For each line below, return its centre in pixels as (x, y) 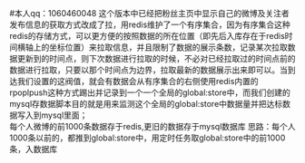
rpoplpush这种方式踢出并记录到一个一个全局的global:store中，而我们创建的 (150, 92)
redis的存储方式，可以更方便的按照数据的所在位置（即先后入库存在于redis (148, 36)
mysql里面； (64, 115)
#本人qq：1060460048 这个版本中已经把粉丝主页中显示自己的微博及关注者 (150, 13)
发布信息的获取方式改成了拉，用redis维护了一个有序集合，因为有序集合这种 (150, 24)
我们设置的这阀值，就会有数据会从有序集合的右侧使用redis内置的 (138, 81)
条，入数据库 (33, 149)
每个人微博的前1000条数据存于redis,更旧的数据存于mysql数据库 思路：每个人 (152, 126)
